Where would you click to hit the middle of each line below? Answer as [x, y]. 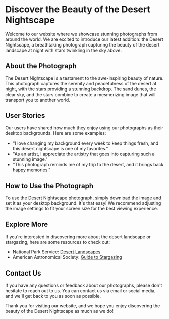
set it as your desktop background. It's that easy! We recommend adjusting [83, 203]
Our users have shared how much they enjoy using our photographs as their [84, 128]
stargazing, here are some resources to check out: [58, 242]
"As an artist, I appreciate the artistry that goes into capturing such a [83, 154]
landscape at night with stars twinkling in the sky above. [64, 50]
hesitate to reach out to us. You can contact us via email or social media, [80, 291]
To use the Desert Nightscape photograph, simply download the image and [83, 198]
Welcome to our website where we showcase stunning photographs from [81, 34]
